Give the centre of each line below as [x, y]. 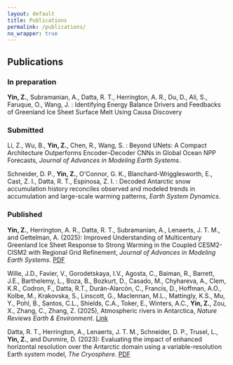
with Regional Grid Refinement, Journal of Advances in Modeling [122, 252]
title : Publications [38, 20]
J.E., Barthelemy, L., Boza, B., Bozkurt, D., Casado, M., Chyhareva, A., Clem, [117, 281]
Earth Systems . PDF [36, 260]
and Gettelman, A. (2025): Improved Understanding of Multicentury [105, 237]
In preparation [32, 81]
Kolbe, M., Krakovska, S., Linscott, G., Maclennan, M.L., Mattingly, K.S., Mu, [116, 296]
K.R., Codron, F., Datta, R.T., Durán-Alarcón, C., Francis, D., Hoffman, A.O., [114, 288]
